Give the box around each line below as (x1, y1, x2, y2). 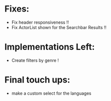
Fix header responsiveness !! (11, 19, 69, 25)
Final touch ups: (4, 74, 70, 86)
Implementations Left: (4, 42, 95, 53)
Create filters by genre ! (11, 57, 59, 63)
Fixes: (4, 3, 29, 14)
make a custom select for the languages (11, 90, 92, 96)
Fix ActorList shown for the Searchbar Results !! (11, 24, 107, 30)
